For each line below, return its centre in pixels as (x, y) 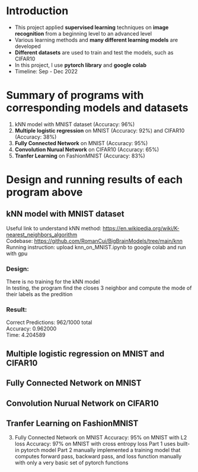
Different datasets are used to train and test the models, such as (94, 52)
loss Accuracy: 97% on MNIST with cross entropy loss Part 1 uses (95, 444)
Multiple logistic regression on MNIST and (85, 354)
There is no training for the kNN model (53, 282)
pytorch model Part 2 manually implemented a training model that (100, 450)
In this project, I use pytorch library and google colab (81, 65)
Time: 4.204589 (26, 335)
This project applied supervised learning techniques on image (92, 27)
